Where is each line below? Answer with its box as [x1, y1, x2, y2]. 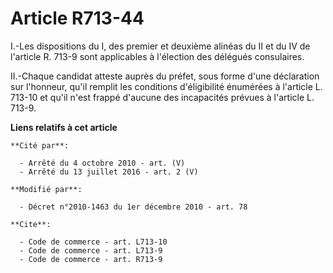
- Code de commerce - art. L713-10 [19, 237, 168, 247]
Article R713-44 [10, 7, 145, 30]
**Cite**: [10, 219, 52, 229]
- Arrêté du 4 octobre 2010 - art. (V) [19, 158, 186, 168]
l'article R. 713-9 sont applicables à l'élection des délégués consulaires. [10, 50, 305, 62]
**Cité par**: [10, 140, 70, 151]
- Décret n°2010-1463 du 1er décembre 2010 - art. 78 [19, 202, 248, 212]
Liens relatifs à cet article [10, 121, 118, 133]
